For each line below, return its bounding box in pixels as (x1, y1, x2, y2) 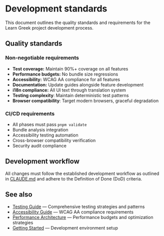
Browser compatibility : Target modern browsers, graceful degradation (12, 97, 159, 103)
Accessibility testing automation (12, 132, 78, 138)
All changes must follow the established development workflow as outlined (5, 170, 159, 176)
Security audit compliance (12, 142, 66, 148)
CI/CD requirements (5, 110, 55, 117)
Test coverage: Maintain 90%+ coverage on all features (12, 65, 128, 71)
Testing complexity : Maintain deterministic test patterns (12, 92, 129, 98)
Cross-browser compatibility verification (12, 137, 96, 143)
